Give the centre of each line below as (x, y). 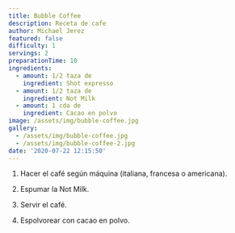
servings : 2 (28, 53)
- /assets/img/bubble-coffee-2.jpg (76, 143)
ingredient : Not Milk (59, 98)
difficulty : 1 (32, 46)
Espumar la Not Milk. (55, 189)
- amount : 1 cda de (48, 106)
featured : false (36, 38)
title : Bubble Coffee (45, 16)
